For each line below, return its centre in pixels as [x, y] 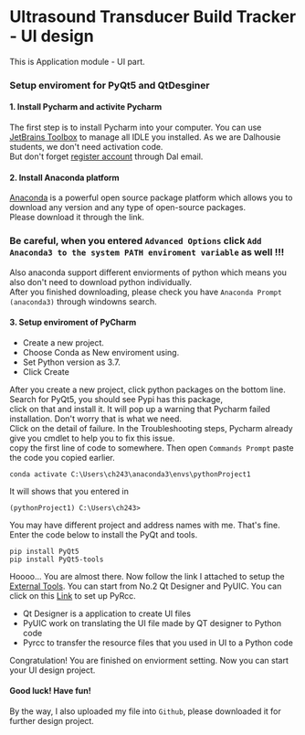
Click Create [46, 371]
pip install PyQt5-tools [57, 559]
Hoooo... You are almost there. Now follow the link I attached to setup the [147, 576]
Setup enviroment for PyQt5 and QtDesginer [110, 85]
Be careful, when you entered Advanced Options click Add [136, 241]
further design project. [52, 720]
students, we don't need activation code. [86, 147]
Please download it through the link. [77, 218]
